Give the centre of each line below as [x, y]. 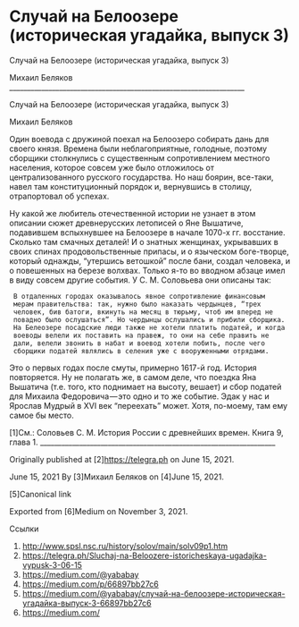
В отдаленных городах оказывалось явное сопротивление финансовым [139, 296]
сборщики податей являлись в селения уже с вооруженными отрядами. [141, 351]
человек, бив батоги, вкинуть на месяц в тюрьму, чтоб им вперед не [143, 312]
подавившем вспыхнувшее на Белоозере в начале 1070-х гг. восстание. [147, 232]
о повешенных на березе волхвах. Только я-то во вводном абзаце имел [147, 270]
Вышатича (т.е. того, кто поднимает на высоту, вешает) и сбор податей [145, 386]
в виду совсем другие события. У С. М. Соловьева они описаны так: [140, 280]
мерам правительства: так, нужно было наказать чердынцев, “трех [137, 304]
